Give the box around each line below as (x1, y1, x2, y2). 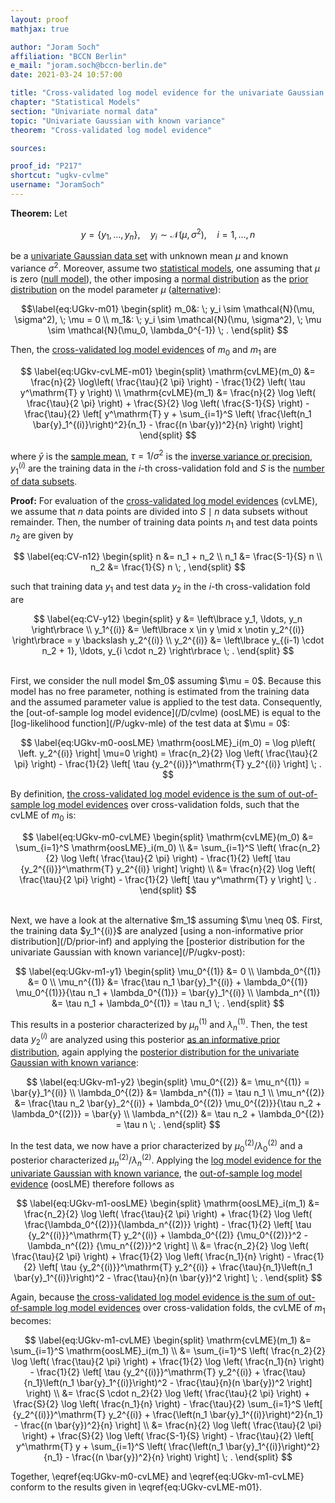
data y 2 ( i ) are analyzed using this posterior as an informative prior (10, 1031, 280, 1047)
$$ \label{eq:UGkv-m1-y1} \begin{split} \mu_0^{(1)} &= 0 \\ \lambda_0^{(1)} (14, 966, 322, 978)
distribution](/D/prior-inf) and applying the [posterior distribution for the (10, 936, 306, 948)
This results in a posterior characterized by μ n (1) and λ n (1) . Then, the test (10, 1017, 308, 1033)
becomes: (10, 1314, 52, 1326)
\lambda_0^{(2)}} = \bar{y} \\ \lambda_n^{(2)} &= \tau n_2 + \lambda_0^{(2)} (11, 1107, 325, 1120)
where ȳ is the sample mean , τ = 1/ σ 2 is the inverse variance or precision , (10, 448, 313, 462)
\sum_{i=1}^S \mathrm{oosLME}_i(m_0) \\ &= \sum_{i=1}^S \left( (15, 842, 277, 854)
